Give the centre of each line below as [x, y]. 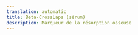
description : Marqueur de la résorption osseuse [69, 23]
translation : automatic [36, 12]
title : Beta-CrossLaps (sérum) [46, 17]
